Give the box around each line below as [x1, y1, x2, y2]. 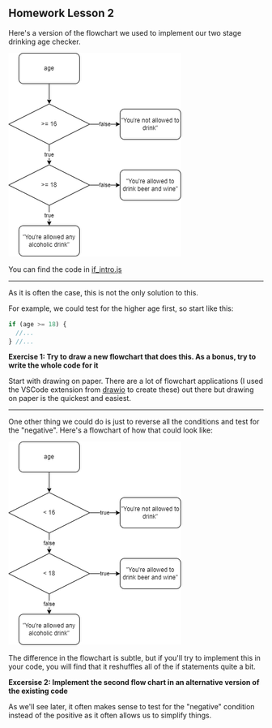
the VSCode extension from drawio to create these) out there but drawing [8, 385, 254, 394]
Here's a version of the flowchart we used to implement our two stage [8, 28, 242, 37]
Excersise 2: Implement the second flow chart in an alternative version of [8, 678, 260, 687]
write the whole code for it [8, 360, 99, 370]
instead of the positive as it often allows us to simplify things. [8, 710, 212, 721]
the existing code [8, 686, 69, 696]
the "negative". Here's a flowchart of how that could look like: [8, 425, 213, 435]
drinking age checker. [8, 37, 81, 46]
